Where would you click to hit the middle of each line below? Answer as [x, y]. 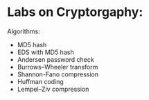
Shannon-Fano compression [58, 74]
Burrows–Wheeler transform [58, 67]
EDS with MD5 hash [45, 52]
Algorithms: [24, 31]
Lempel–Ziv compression [53, 89]
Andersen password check [56, 59]
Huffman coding [40, 81]
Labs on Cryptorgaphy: [75, 12]
